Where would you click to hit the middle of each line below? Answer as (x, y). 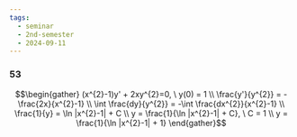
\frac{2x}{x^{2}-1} (51, 104)
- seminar (36, 26)
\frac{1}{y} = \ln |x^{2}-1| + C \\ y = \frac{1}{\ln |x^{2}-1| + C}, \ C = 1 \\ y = (151, 113)
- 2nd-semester (46, 34)
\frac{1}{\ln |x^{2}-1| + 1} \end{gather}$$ (151, 123)
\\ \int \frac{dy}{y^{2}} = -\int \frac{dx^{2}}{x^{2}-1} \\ (186, 104)
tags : (19, 18)
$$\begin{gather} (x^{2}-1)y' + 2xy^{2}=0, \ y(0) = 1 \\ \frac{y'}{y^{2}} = (148, 94)
